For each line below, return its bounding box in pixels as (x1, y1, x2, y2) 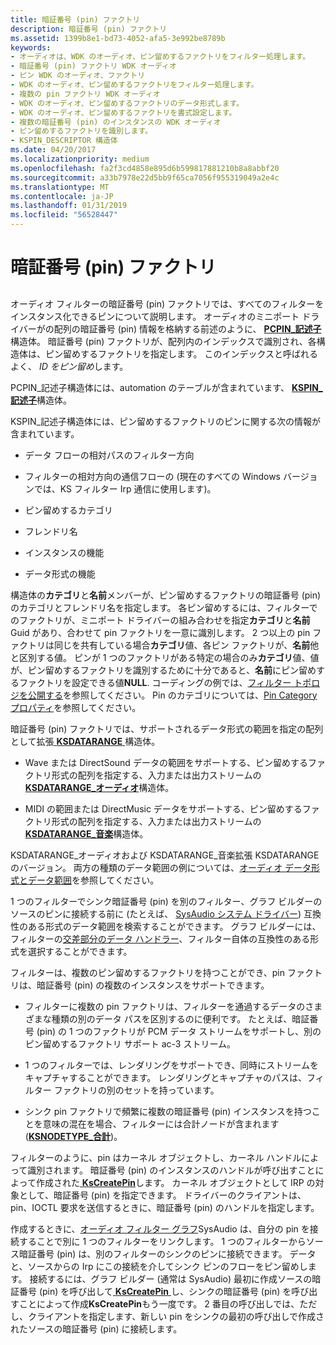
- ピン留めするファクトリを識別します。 (10, 126, 153, 136)
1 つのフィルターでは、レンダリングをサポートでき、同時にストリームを (24, 1059, 319, 1071)
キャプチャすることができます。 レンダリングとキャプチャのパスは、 (24, 1071, 308, 1083)
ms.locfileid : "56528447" (10, 210, 118, 220)
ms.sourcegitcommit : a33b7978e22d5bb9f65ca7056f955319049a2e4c (10, 172, 280, 183)
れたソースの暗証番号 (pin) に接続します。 (10, 1322, 183, 1335)
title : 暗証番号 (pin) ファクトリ (10, 14, 141, 25)
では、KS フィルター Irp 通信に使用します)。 (33, 482, 217, 495)
